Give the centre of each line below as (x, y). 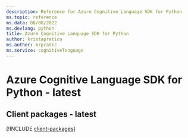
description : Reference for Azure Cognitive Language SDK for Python (94, 12)
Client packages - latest (51, 115)
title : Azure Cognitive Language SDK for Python (68, 34)
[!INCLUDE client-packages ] (41, 128)
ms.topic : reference (32, 17)
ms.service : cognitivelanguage (45, 51)
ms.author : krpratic (32, 45)
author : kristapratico (34, 39)
